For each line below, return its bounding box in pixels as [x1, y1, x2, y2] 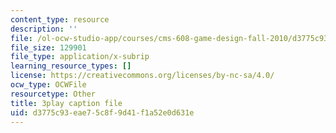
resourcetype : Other [10, 89, 97, 99]
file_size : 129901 [10, 42, 87, 53]
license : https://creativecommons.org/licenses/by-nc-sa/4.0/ [10, 71, 275, 81]
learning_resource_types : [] [10, 61, 132, 71]
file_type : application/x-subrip [10, 52, 150, 62]
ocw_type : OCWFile [10, 80, 87, 90]
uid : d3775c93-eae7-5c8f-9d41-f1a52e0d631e [10, 107, 195, 118]
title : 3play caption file [10, 98, 123, 108]
